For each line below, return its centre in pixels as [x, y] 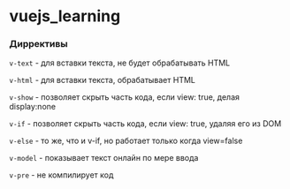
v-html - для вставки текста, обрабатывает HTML [103, 80]
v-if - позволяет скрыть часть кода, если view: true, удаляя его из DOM [145, 124]
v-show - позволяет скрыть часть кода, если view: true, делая [125, 97]
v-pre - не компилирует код [61, 175]
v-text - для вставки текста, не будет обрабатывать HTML [120, 63]
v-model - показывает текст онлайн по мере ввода [104, 158]
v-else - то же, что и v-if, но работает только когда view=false [126, 141]
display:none [32, 107]
